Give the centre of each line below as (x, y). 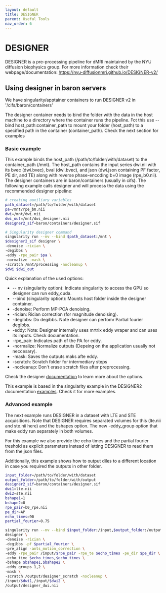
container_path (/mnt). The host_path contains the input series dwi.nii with (81, 165)
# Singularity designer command (38, 232)
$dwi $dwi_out (20, 269)
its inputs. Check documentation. (46, 336)
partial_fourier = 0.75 (27, 521)
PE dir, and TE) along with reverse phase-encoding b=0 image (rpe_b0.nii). (81, 175)
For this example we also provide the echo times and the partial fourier (77, 441)
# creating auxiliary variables (38, 200)
